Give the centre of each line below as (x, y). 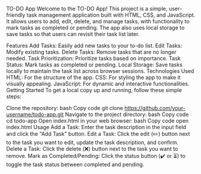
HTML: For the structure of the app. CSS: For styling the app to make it (94, 77)
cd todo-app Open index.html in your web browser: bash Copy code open (97, 121)
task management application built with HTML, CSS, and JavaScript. (111, 15)
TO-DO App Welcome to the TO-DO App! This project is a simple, (87, 9)
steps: (14, 96)
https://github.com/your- (155, 108)
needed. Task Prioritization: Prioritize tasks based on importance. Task (94, 58)
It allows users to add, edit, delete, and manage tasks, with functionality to (98, 21)
